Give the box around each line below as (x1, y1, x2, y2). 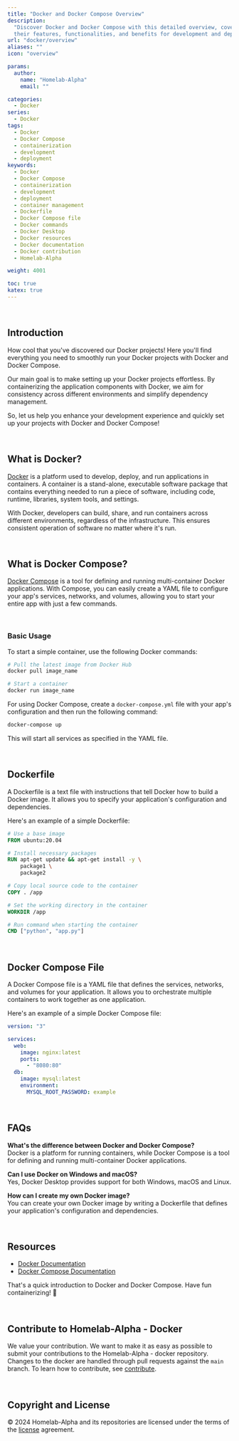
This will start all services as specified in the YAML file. (7, 734, 169, 742)
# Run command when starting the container (7, 921, 139, 929)
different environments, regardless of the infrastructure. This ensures (7, 516, 211, 524)
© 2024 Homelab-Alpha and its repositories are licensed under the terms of (7, 1418, 230, 1427)
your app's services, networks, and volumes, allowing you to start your (7, 592, 215, 601)
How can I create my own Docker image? (7, 1191, 130, 1200)
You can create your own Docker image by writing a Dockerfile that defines (7, 1198, 228, 1207)
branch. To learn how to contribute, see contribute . (7, 1364, 157, 1373)
